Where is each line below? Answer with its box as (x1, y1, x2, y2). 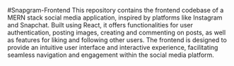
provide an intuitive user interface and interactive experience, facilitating (7, 44, 218, 51)
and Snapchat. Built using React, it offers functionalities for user (7, 21, 193, 29)
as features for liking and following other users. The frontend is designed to (7, 36, 228, 44)
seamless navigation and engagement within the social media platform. (7, 51, 214, 59)
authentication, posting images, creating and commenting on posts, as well (7, 28, 226, 37)
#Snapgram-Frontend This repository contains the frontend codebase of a (7, 6, 224, 14)
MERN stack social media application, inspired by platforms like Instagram (7, 13, 223, 22)
